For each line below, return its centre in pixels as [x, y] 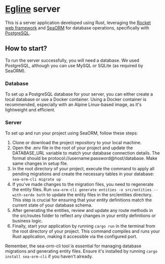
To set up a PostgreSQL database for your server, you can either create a [79, 94]
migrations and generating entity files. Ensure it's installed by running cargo [81, 251]
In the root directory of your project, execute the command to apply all [83, 169]
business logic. [27, 221]
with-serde [23, 195]
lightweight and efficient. [30, 110]
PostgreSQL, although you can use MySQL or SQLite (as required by [74, 65]
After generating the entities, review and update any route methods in [82, 211]
